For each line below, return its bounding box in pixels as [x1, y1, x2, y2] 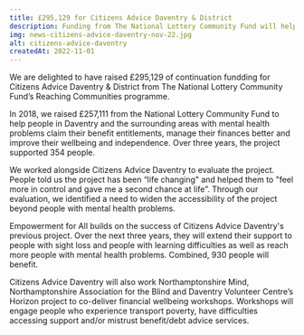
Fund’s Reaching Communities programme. [9, 91, 170, 102]
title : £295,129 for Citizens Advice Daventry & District [9, 13, 233, 23]
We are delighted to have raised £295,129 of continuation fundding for [9, 72, 271, 82]
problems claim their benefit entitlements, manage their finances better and [9, 128, 291, 139]
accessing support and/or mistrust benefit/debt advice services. [9, 315, 250, 326]
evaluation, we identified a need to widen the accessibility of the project [9, 194, 278, 205]
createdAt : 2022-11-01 [9, 47, 95, 56]
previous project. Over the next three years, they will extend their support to [9, 230, 292, 241]
